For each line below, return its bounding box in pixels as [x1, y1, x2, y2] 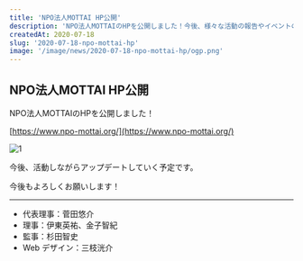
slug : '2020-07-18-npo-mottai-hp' [9, 38, 140, 48]
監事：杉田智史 [22, 230, 78, 241]
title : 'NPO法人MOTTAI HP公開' [9, 13, 122, 22]
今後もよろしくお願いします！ [9, 181, 120, 192]
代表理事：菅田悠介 [22, 208, 95, 219]
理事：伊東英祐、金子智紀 [22, 220, 118, 230]
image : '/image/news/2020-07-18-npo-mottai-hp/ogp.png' [9, 47, 224, 56]
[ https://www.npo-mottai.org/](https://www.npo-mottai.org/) [9, 125, 234, 136]
